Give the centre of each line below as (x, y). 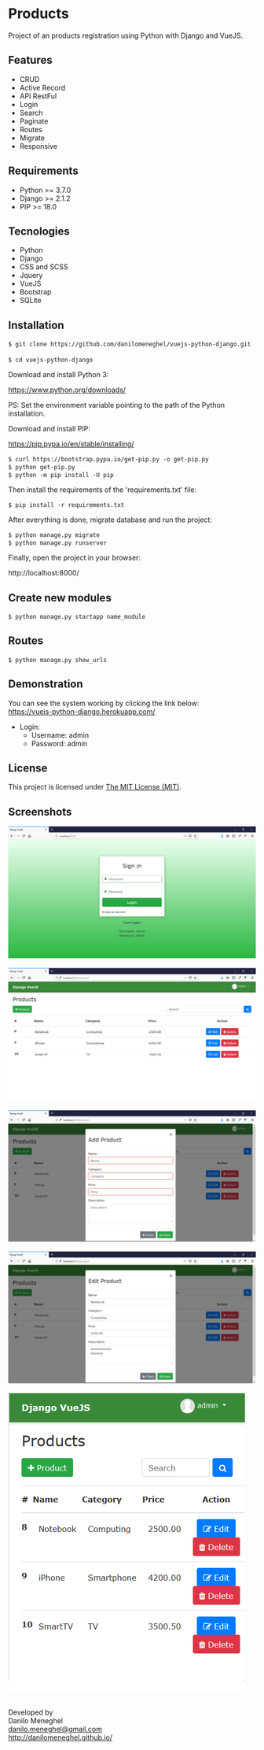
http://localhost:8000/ (44, 573)
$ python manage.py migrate (54, 535)
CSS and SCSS (44, 267)
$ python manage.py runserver (58, 543)
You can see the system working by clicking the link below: (104, 703)
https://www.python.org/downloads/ (67, 390)
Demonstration (46, 684)
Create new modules (60, 598)
